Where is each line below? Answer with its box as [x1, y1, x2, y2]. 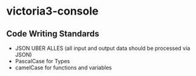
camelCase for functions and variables [15, 64, 112, 71]
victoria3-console [6, 4, 99, 18]
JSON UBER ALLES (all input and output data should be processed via [15, 44, 191, 52]
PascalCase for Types [15, 58, 70, 64]
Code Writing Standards [6, 29, 100, 39]
